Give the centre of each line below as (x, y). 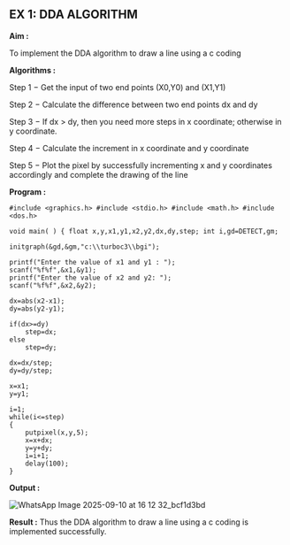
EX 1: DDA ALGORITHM (74, 15)
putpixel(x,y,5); (57, 433)
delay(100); (47, 464)
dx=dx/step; (31, 363)
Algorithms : (32, 70)
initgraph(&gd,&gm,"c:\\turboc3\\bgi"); (85, 247)
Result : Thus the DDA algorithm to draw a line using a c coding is (129, 522)
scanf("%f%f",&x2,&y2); (53, 285)
